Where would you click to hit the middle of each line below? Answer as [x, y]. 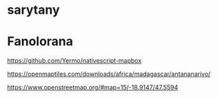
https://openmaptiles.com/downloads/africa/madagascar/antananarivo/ [109, 74]
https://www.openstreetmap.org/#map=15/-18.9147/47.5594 [93, 88]
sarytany [33, 10]
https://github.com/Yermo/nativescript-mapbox [75, 61]
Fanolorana [40, 42]
